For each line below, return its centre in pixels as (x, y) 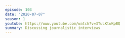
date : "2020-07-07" (25, 14)
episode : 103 (19, 10)
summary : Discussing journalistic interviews (53, 28)
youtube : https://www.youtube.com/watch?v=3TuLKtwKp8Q (63, 23)
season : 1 (15, 19)
